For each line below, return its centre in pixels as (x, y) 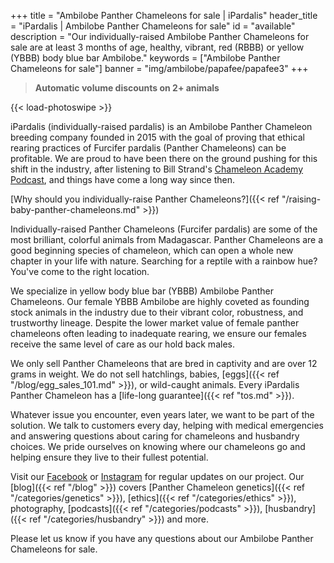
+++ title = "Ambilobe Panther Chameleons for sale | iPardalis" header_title (164, 15)
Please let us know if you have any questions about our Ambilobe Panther (162, 538)
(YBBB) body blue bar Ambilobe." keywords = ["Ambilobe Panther (145, 58)
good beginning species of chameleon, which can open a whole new (152, 250)
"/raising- (301, 199)
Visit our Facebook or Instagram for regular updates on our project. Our (157, 476)
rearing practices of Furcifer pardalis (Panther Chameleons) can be (148, 148)
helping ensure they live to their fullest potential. (109, 457)
